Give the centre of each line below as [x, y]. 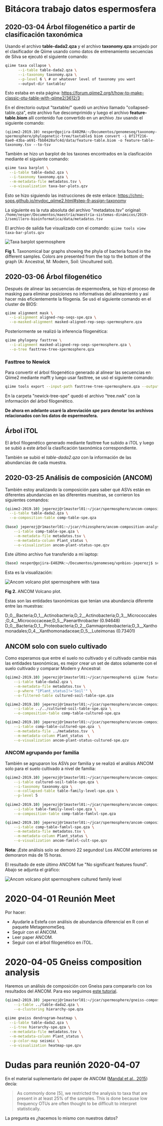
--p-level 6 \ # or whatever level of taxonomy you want [77, 79]
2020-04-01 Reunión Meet [60, 899]
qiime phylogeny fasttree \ [33, 340]
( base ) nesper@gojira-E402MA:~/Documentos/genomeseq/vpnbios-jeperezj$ [79, 563]
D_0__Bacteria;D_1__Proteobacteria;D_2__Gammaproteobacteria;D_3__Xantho [81, 626]
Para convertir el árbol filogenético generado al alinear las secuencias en [78, 372]
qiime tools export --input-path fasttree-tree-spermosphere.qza [72, 387]
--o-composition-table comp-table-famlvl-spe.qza [65, 814]
